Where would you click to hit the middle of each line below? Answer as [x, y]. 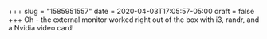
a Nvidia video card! [41, 28]
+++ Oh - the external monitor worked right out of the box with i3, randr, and [134, 19]
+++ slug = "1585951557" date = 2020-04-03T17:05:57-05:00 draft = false [132, 11]
